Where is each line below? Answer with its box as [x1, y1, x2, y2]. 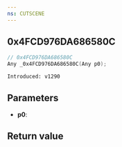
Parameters [7, 92, 59, 104]
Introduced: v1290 [7, 73, 60, 80]
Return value [7, 130, 64, 142]
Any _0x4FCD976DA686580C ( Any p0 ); [7, 60, 107, 68]
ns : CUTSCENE [7, 10, 45, 17]
